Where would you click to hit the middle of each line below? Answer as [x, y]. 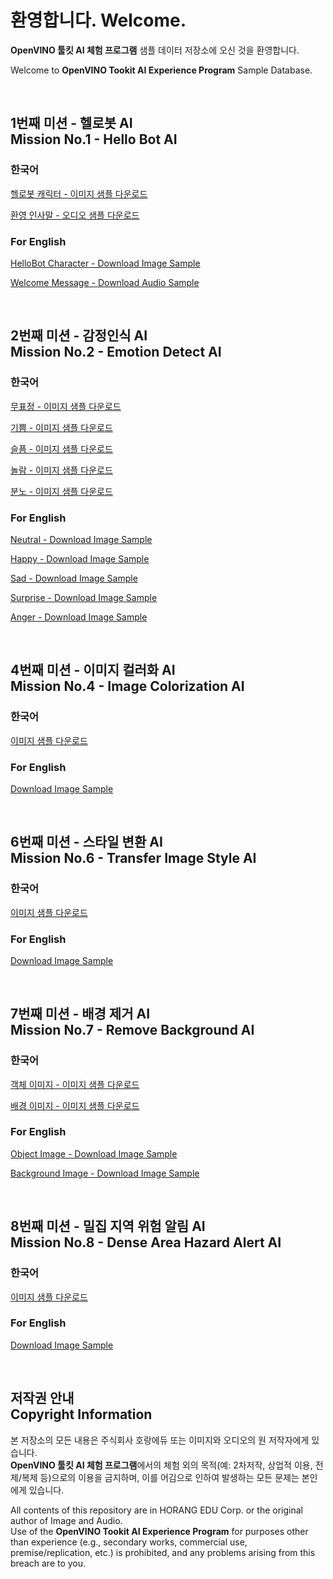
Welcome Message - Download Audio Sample [105, 282]
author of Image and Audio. [66, 1520]
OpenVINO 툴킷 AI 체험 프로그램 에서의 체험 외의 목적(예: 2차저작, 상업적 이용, [161, 1465]
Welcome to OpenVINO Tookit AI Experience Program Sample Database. [161, 70]
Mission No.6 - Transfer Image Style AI [133, 858]
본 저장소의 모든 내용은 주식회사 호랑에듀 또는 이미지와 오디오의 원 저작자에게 [160, 1440]
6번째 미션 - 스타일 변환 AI [86, 842]
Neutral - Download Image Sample [81, 539]
